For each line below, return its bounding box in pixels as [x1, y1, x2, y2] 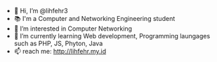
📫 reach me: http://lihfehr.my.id [13, 47, 107, 55]
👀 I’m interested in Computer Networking [13, 24, 132, 33]
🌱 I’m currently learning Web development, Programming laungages [13, 32, 211, 40]
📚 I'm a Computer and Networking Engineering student [13, 15, 176, 22]
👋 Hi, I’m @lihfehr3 [13, 7, 68, 15]
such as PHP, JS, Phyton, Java [13, 39, 103, 47]
